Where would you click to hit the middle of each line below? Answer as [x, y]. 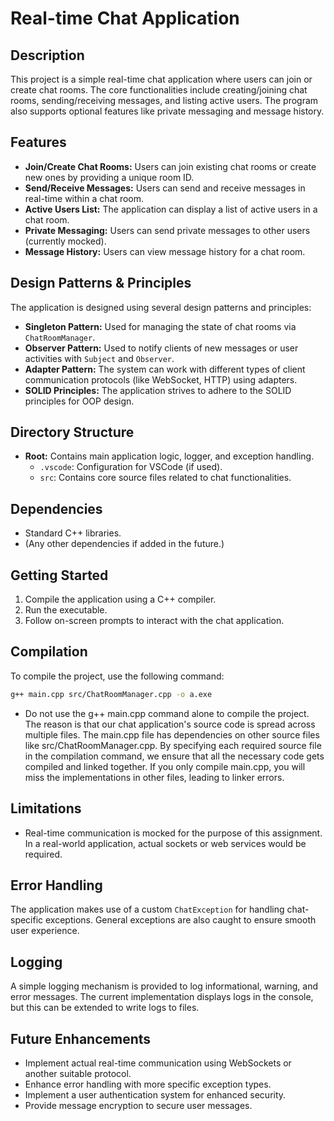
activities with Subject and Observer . [99, 358]
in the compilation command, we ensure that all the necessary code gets [174, 756]
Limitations [46, 808]
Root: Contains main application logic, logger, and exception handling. [169, 456]
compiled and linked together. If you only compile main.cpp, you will [165, 766]
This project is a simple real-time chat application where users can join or [161, 79]
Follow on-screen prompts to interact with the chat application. [154, 621]
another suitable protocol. [78, 1073]
